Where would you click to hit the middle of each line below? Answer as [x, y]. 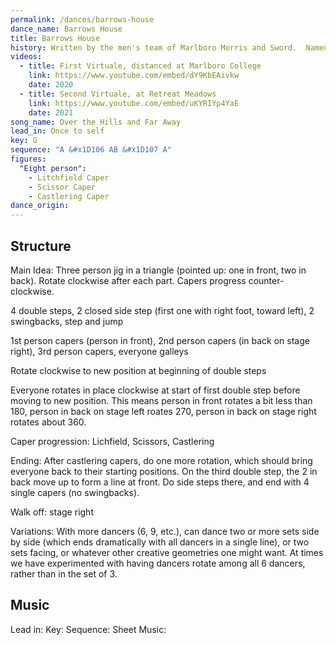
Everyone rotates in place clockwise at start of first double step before [155, 390]
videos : [26, 57]
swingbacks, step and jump [67, 321]
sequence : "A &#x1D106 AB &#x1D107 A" [91, 150]
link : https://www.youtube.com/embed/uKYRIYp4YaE [134, 103]
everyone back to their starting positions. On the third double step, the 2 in [164, 471]
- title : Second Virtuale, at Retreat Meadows [118, 94]
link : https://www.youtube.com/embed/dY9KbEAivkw [134, 76]
